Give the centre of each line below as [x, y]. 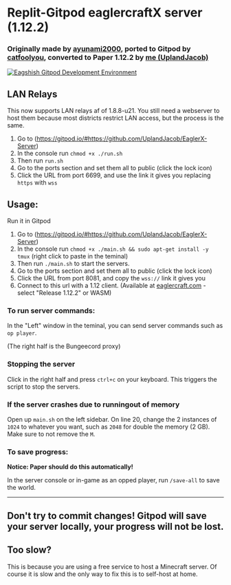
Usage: [23, 204]
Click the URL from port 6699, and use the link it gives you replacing [114, 175]
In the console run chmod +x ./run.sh [70, 154]
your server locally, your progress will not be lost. [115, 526]
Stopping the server [41, 365]
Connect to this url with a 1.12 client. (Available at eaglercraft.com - [111, 286]
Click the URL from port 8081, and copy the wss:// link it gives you [111, 278]
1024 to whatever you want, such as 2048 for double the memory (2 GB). [109, 427]
